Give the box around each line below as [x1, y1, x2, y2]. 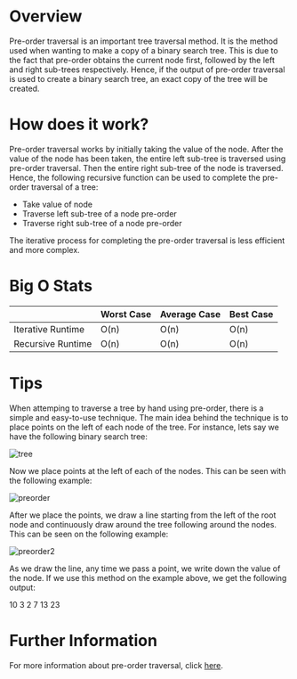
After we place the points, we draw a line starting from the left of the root [9, 510, 277, 520]
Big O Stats [9, 276, 93, 296]
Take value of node [21, 199, 93, 209]
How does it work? [9, 114, 149, 135]
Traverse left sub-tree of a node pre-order [21, 208, 178, 219]
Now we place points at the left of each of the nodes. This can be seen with [9, 465, 286, 476]
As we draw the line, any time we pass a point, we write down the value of [9, 563, 281, 574]
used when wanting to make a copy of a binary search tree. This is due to [9, 45, 278, 55]
